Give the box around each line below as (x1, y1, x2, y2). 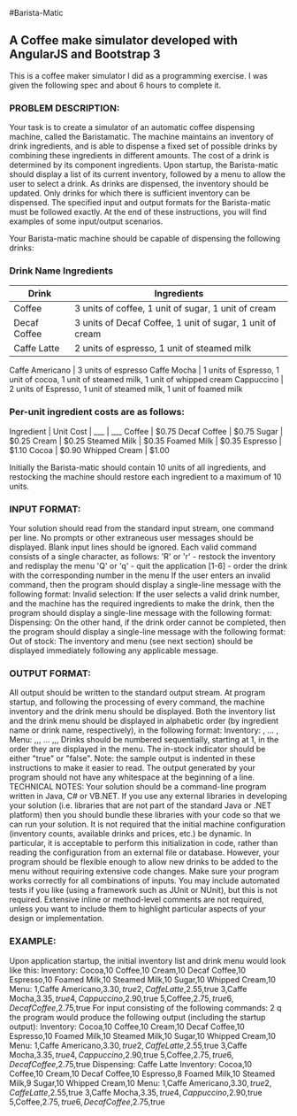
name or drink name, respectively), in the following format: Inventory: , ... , (9, 725, 279, 735)
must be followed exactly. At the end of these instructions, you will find (9, 207, 267, 218)
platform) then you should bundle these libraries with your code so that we (9, 810, 281, 820)
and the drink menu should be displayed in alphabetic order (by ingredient (9, 716, 279, 727)
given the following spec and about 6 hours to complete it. (9, 80, 222, 90)
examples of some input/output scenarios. (9, 216, 164, 227)
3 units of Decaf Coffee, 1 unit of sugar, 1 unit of (74, 317, 277, 329)
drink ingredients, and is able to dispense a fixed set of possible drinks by (9, 141, 278, 151)
